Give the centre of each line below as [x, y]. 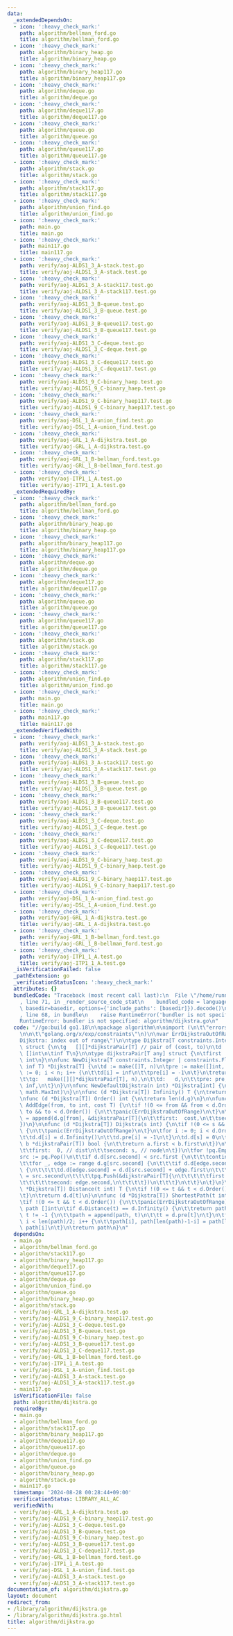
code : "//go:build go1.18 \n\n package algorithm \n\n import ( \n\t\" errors [121, 1028]
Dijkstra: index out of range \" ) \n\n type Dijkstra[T [97, 1041]
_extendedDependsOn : [43, 20]
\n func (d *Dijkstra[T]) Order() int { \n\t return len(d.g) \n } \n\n [118, 1098]
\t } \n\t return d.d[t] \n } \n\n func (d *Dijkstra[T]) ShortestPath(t [118, 1196]
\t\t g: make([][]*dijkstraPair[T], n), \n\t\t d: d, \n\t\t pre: [116, 1080]
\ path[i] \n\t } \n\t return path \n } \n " [74, 1228]
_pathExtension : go [42, 976]
